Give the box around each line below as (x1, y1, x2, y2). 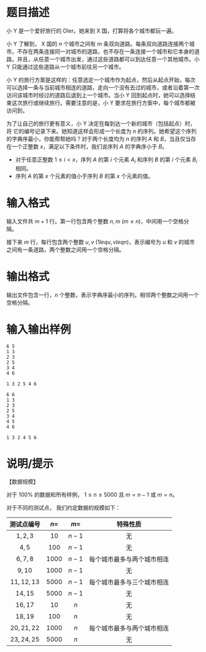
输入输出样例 (6, 323, 72, 336)
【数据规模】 (6, 478, 39, 485)
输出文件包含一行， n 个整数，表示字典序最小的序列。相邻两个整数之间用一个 (6, 291, 199, 298)
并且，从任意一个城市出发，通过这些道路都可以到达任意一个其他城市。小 (17, 55, 200, 63)
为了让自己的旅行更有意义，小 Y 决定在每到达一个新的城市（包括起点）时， (6, 120, 196, 127)
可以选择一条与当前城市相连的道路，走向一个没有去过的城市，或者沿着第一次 (6, 83, 200, 91)
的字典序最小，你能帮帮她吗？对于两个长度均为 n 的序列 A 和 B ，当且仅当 (6, 135, 191, 142)
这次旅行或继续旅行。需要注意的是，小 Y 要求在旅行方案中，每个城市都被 (11, 99, 196, 106)
